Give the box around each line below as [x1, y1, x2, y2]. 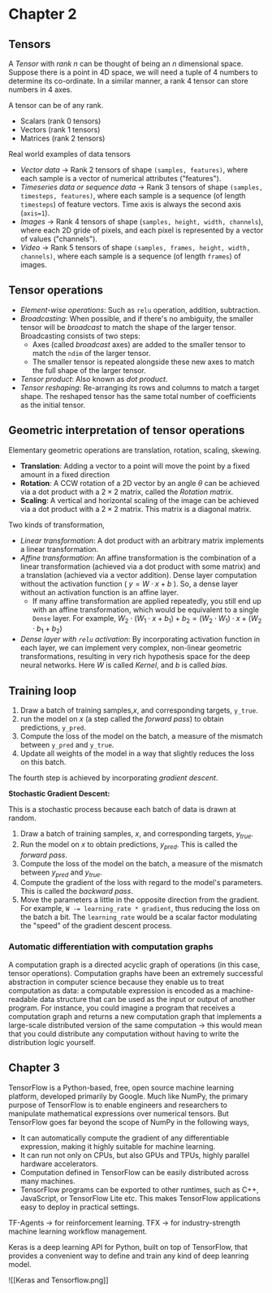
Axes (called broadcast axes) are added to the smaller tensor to [32, 339, 246, 349]
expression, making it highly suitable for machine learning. [19, 1141, 216, 1151]
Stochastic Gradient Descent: [8, 789, 110, 799]
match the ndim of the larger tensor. [32, 348, 151, 358]
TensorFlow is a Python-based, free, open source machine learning [8, 1083, 234, 1092]
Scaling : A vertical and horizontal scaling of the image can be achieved [19, 495, 260, 505]
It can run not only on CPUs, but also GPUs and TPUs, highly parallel [19, 1150, 250, 1160]
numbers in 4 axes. [8, 85, 73, 94]
